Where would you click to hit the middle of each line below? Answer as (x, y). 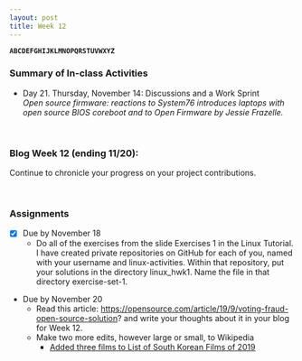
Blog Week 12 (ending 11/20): (74, 153)
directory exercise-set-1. (82, 282)
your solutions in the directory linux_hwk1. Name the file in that (152, 273)
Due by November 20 (62, 300)
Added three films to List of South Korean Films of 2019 (152, 347)
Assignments (39, 214)
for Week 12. (59, 328)
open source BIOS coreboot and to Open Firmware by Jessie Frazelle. (153, 112)
